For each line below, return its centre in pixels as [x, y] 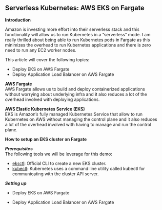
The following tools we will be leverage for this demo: [59, 154]
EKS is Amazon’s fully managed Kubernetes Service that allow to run [74, 114]
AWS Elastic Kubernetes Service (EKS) [45, 109]
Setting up [16, 183]
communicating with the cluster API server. [55, 174]
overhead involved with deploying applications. [52, 99]
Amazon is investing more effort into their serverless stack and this [72, 29]
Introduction [18, 20]
